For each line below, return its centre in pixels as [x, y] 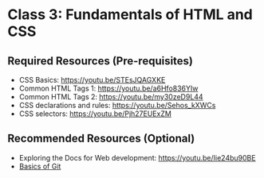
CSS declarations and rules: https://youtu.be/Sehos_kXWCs [117, 105]
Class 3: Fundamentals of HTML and [130, 15]
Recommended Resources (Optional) [101, 139]
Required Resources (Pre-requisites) [100, 61]
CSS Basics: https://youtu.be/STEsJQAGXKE [92, 80]
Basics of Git [40, 166]
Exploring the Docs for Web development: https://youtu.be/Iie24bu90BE [137, 157]
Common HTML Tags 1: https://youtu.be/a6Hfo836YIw [108, 88]
